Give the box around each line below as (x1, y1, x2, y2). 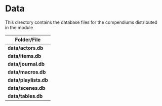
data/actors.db (7, 44, 43, 51)
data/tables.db (7, 92, 43, 99)
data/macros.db (7, 69, 46, 75)
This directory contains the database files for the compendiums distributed (5, 19, 158, 25)
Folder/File (15, 36, 41, 43)
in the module (5, 24, 33, 30)
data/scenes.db (7, 84, 45, 91)
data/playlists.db (7, 76, 48, 83)
